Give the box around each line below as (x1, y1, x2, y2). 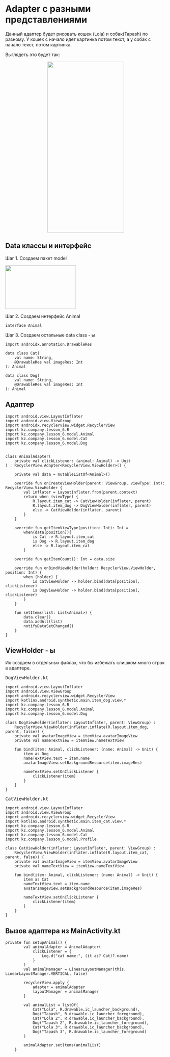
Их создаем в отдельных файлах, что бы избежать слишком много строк (5, 660, 165, 666)
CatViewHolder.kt (5, 796, 48, 802)
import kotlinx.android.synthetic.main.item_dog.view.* (5, 698, 126, 703)
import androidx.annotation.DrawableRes (5, 342, 93, 347)
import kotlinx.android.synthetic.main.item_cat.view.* (5, 819, 126, 824)
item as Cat (23, 877, 49, 882)
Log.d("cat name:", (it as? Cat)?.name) (41, 953, 129, 959)
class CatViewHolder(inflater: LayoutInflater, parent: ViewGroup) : (5, 846, 156, 851)
